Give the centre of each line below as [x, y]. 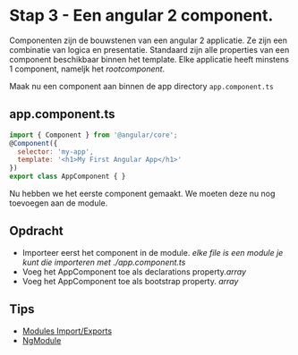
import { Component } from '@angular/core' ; [94, 135]
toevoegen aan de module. [59, 203]
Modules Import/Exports [67, 331]
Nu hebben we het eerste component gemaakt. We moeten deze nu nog [142, 194]
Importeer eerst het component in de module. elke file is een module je [153, 252]
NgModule [42, 340]
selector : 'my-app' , [55, 152]
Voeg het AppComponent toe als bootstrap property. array [130, 281]
